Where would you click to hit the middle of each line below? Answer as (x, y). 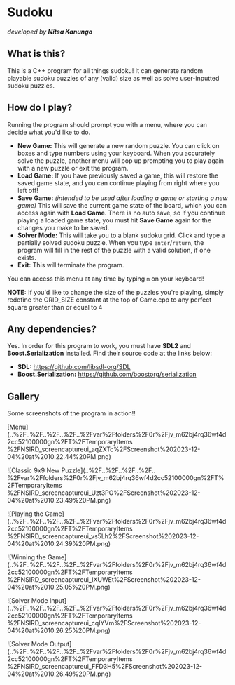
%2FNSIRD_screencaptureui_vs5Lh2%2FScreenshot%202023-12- (103, 536)
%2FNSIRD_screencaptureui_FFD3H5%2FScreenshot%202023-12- (105, 667)
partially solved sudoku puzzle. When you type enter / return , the (111, 242)
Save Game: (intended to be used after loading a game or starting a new (122, 198)
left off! (28, 190)
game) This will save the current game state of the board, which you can (122, 205)
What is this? (36, 54)
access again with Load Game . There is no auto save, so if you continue (121, 213)
